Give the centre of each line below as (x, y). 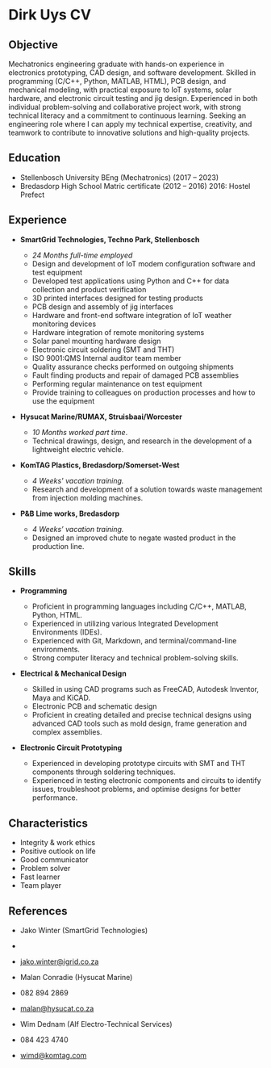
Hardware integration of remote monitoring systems (118, 332)
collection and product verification (89, 289)
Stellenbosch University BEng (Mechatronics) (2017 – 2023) (119, 177)
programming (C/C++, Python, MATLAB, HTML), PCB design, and (117, 81)
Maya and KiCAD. (61, 698)
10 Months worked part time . (80, 432)
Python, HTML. (57, 615)
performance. (55, 798)
